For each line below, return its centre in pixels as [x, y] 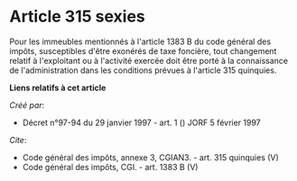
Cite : [18, 140]
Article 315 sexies [78, 17]
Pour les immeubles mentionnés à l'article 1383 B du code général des [140, 41]
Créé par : [27, 104]
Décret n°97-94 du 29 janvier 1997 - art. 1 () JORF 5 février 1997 [142, 122]
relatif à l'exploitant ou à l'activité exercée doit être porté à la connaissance [149, 60]
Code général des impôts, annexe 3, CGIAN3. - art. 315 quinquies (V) [151, 157]
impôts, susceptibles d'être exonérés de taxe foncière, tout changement [143, 50]
